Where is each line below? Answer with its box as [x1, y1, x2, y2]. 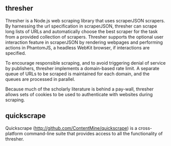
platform [5, 130, 23, 136]
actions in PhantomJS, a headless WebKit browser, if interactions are [5, 44, 150, 50]
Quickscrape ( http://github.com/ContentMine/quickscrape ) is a [5, 125, 137, 131]
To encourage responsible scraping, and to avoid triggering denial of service [5, 60, 166, 66]
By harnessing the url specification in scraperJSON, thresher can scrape [5, 23, 157, 29]
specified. [5, 50, 26, 56]
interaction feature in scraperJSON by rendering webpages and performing [5, 39, 163, 45]
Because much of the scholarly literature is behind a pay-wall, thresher [5, 86, 154, 92]
